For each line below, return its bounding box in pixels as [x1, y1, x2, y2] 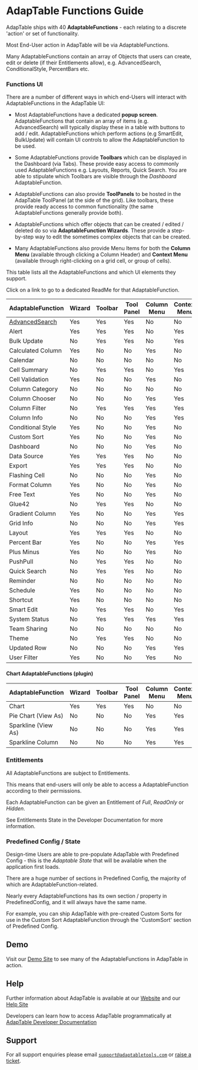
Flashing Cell [9, 471, 45, 479]
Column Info [9, 414, 43, 422]
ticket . [6, 1058, 22, 1065]
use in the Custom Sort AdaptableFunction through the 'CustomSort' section [6, 917, 192, 924]
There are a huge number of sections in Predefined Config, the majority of [6, 875, 187, 882]
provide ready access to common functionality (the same [14, 203, 154, 210]
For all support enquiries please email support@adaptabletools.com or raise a [6, 1051, 192, 1058]
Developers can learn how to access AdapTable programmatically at [6, 1012, 172, 1019]
